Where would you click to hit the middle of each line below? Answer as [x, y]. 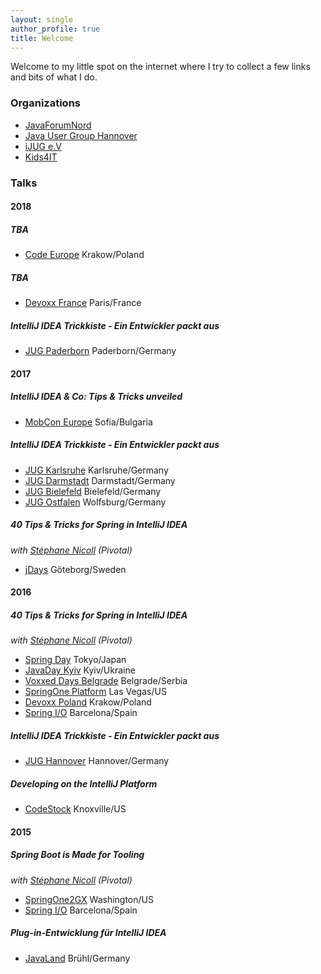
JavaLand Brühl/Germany [77, 958]
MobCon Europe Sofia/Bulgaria [88, 422]
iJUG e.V [43, 146]
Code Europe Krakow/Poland [84, 255]
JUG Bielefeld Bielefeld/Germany [93, 491]
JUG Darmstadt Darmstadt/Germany [100, 480]
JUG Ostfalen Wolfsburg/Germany [95, 502]
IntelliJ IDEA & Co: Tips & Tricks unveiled [96, 397]
